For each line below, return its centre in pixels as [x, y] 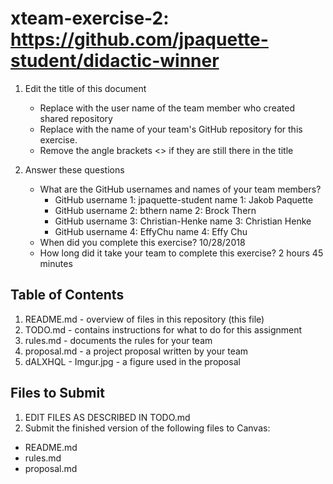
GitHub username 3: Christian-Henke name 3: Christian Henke [183, 221]
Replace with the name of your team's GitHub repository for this [171, 129]
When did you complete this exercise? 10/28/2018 [142, 242]
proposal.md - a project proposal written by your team [136, 351]
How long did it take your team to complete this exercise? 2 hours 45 [181, 253]
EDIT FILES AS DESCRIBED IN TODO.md [107, 417]
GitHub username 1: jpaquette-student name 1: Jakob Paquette [184, 199]
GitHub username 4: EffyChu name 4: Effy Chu [151, 231]
